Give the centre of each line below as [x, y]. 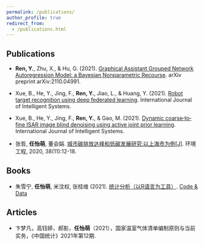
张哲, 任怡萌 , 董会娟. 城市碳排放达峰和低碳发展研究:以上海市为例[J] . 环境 [105, 144]
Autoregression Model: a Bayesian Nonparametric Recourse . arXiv [98, 75]
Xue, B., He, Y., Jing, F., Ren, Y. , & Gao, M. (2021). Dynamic [90, 118]
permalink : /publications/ [40, 12]
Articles [22, 212]
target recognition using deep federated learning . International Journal [104, 100]
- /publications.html [39, 29]
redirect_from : [26, 23]
